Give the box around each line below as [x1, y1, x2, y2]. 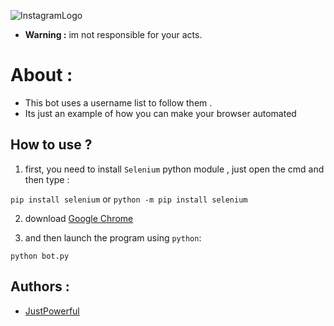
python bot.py [10, 251, 70, 261]
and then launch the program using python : [24, 231, 202, 244]
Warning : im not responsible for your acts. [24, 29, 203, 40]
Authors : [10, 278, 70, 295]
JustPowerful [24, 305, 80, 317]
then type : [24, 173, 70, 185]
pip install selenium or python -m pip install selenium [10, 193, 248, 205]
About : [10, 64, 73, 87]
